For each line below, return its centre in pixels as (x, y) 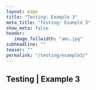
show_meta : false (27, 28)
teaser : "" (19, 50)
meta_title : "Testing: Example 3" (49, 22)
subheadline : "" (26, 45)
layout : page (22, 11)
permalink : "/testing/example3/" (47, 55)
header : (16, 34)
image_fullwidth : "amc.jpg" (48, 39)
